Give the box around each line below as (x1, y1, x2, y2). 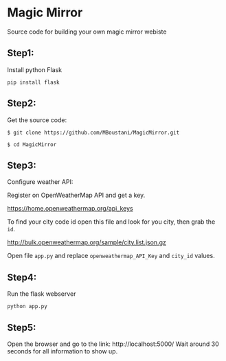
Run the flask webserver (7, 290, 76, 298)
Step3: (7, 159, 36, 171)
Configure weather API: (7, 178, 74, 186)
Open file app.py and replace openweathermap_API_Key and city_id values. (7, 252, 215, 260)
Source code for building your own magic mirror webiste (7, 27, 167, 36)
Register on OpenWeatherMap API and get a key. (7, 191, 146, 200)
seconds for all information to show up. (7, 347, 118, 355)
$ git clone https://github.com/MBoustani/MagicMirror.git (7, 129, 180, 136)
